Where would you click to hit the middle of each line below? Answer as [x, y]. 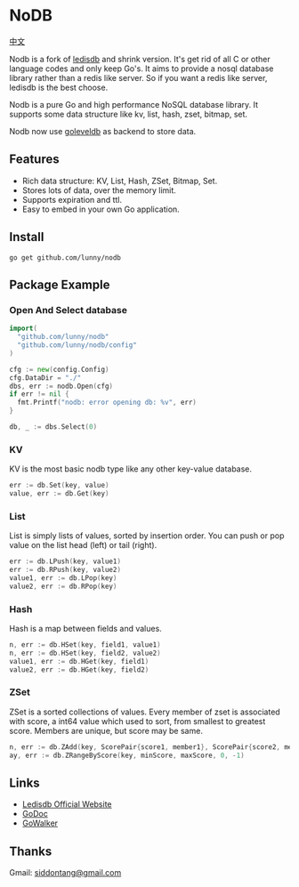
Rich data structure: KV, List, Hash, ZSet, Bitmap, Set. [120, 181]
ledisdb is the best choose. [59, 87]
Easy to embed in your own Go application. [101, 209]
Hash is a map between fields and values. [85, 629]
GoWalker [40, 823]
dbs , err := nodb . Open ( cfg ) [61, 386]
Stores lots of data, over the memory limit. [99, 190]
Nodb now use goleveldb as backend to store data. [103, 131]
